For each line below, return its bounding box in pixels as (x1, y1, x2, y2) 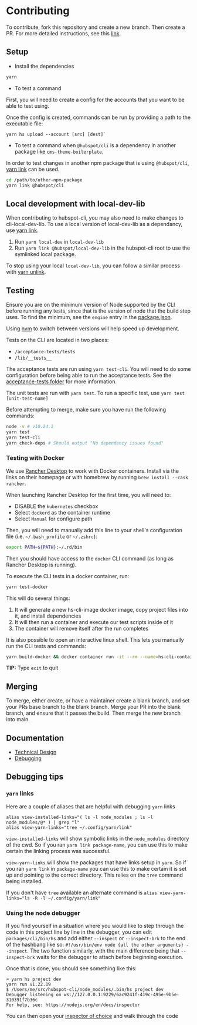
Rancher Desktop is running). (6, 561, 77, 568)
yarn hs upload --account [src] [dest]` (6, 131, 107, 137)
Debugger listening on (6, 992, 62, 998)
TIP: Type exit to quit (6, 664, 59, 672)
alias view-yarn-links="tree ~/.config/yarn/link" (6, 824, 133, 831)
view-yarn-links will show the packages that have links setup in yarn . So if (6, 858, 186, 866)
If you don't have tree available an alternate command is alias (6, 889, 157, 896)
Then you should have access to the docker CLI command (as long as (6, 555, 174, 562)
